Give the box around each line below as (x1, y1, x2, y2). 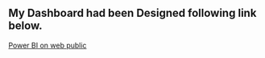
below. (8, 19, 43, 33)
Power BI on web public (8, 40, 87, 50)
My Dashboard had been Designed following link (8, 6, 257, 20)
